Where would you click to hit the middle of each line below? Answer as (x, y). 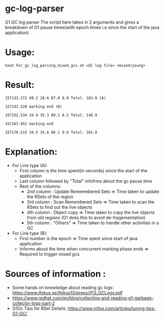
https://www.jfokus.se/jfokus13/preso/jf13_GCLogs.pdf (67, 293)
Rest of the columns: (40, 186)
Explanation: (31, 152)
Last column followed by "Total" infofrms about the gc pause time (86, 181)
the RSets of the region (50, 196)
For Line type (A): (30, 165)
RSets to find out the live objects (59, 207)
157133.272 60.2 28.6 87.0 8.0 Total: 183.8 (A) (56, 98)
